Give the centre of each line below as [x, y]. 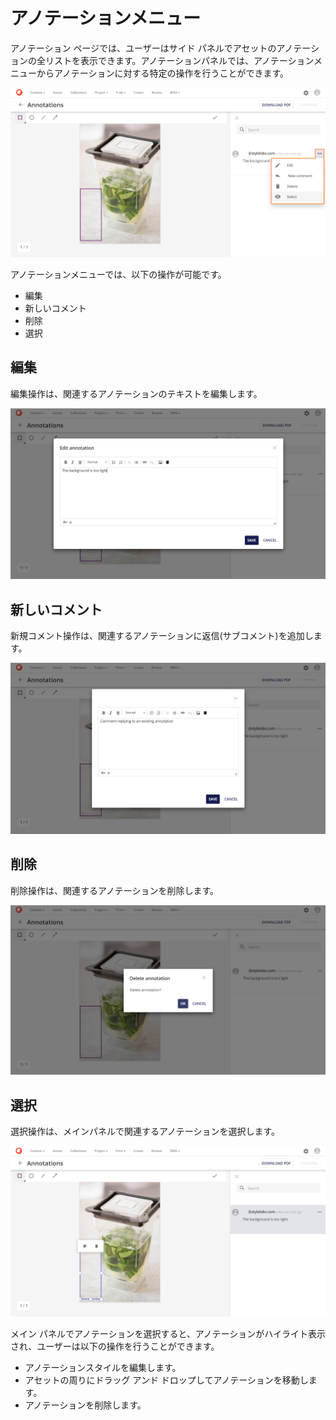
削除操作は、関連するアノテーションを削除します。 [115, 890]
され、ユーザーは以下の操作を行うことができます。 [115, 1346]
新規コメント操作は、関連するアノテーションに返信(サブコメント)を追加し [162, 636]
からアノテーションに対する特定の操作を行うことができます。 [163, 73]
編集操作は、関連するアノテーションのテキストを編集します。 [136, 393]
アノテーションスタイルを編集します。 [103, 1367]
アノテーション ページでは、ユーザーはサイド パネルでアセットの [143, 48]
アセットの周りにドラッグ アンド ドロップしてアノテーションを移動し [166, 1380]
